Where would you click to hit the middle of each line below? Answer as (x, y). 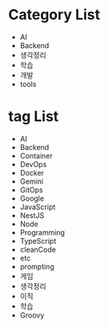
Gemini (32, 181)
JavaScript (38, 207)
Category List (54, 15)
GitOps (31, 189)
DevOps (33, 164)
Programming (42, 232)
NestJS (32, 215)
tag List (34, 117)
